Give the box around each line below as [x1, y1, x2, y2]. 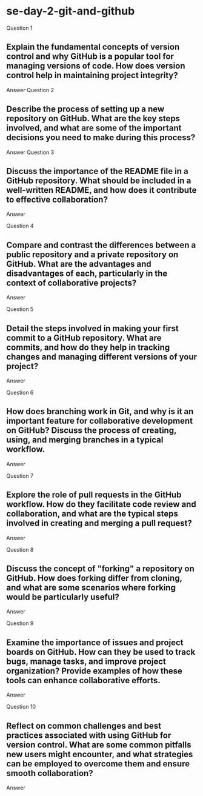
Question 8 [6, 546, 34, 553]
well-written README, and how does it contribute [6, 185, 197, 195]
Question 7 [6, 472, 34, 480]
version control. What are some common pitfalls [6, 740, 192, 750]
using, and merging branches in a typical [6, 435, 164, 445]
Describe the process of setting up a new [6, 104, 165, 115]
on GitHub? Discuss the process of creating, [6, 426, 177, 436]
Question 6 [6, 389, 34, 396]
